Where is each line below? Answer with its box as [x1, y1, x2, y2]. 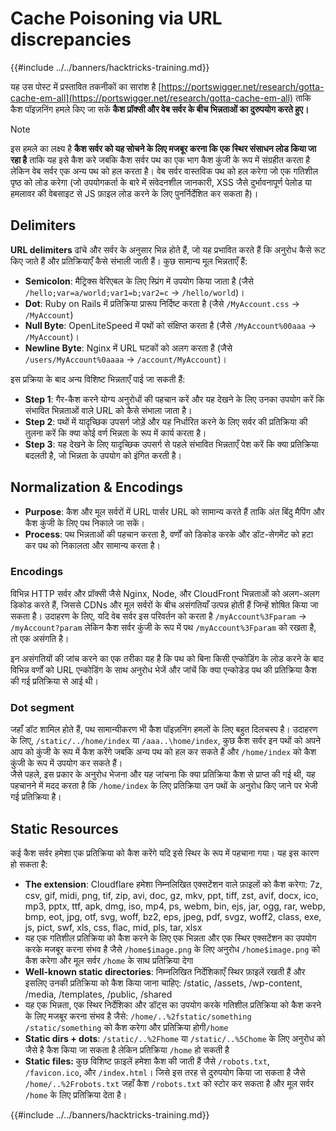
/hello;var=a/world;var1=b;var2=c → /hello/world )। [24, 286, 245, 298]
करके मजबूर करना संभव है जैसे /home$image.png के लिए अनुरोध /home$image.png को [24, 943, 321, 955]
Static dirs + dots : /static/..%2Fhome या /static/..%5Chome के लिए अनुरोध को [24, 1032, 326, 1044]
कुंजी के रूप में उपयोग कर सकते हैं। [10, 757, 123, 769]
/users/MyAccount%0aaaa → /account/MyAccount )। [24, 353, 227, 365]
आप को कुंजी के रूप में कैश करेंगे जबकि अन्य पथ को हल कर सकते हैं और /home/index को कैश [10, 746, 317, 758]
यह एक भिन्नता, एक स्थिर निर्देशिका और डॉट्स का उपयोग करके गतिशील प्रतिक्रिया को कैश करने [24, 998, 322, 1011]
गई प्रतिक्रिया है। [10, 791, 62, 803]
